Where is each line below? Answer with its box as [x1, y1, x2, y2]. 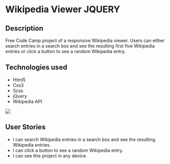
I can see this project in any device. [12, 152, 88, 159]
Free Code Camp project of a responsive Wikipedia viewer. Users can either [5, 37, 165, 43]
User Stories [5, 123, 46, 131]
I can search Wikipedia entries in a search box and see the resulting [12, 136, 156, 143]
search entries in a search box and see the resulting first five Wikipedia [5, 43, 155, 49]
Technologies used [5, 63, 67, 72]
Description [5, 24, 43, 33]
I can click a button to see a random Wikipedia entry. [12, 147, 124, 153]
